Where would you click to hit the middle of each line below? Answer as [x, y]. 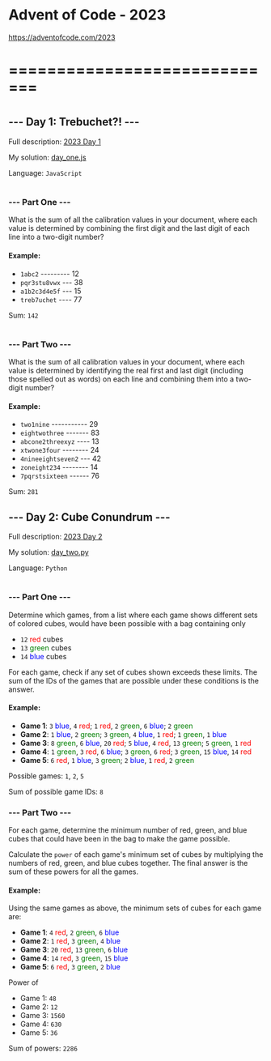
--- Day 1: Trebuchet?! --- [74, 122]
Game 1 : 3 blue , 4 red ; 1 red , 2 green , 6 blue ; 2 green [106, 726]
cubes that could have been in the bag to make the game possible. [119, 839]
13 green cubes [46, 648]
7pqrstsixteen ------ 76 [59, 476]
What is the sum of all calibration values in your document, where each [127, 362]
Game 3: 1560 [42, 1016]
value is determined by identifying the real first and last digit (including [126, 371]
